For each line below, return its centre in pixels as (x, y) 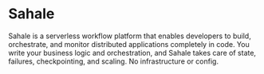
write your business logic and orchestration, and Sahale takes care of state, (132, 53)
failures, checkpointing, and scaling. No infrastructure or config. (114, 61)
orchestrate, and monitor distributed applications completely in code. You (129, 44)
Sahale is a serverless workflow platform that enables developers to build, (130, 36)
